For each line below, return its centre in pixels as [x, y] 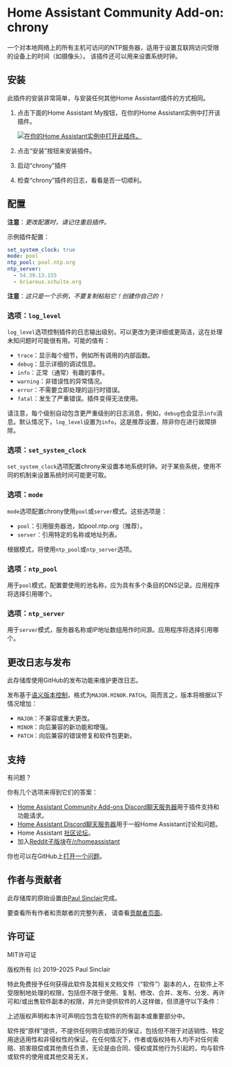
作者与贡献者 [35, 880]
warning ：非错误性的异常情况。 [61, 381]
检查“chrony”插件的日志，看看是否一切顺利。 [81, 180]
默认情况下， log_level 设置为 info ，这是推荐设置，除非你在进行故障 [115, 422]
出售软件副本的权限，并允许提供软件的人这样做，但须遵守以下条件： [124, 1001]
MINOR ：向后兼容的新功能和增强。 [64, 727]
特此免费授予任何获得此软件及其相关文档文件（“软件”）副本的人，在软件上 [113, 984]
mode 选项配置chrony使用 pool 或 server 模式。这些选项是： [87, 511]
